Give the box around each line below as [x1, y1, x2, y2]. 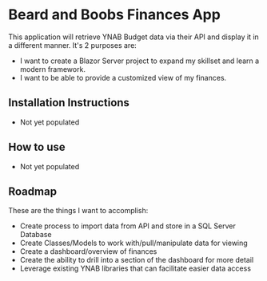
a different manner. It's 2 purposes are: [8, 40, 137, 49]
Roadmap [8, 184, 58, 198]
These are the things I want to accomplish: [8, 206, 149, 216]
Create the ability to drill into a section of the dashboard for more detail [19, 255, 254, 265]
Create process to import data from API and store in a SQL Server [19, 221, 236, 231]
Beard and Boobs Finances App [8, 6, 221, 24]
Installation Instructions [8, 96, 130, 109]
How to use [8, 140, 66, 154]
